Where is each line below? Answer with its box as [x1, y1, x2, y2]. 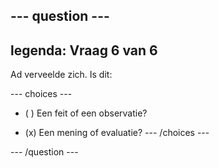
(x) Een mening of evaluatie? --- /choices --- [24, 127, 210, 139]
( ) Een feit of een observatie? [24, 107, 148, 119]
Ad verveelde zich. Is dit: [10, 69, 113, 81]
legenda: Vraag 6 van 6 [10, 42, 158, 59]
